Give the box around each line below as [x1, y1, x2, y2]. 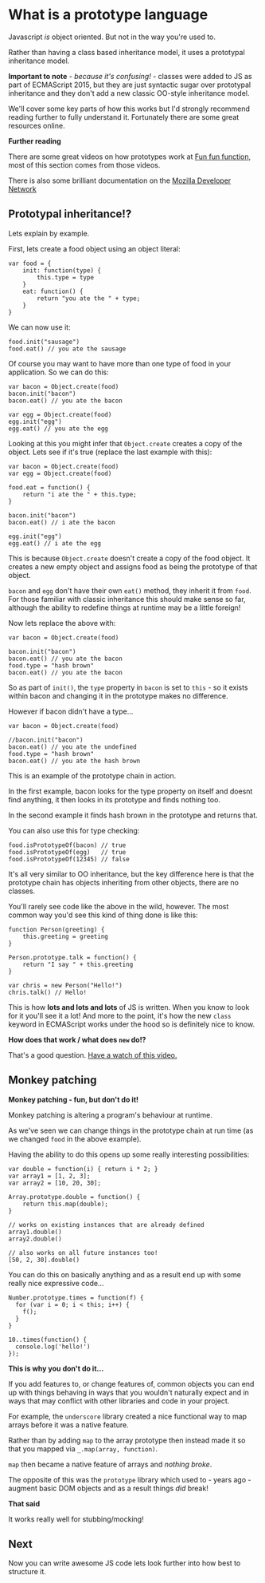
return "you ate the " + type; [37, 294, 141, 303]
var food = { [8, 259, 52, 267]
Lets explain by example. [8, 228, 90, 238]
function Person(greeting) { [8, 925, 105, 933]
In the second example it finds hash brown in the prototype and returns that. [8, 810, 259, 820]
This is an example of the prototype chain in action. [8, 770, 177, 780]
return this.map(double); [22, 1200, 109, 1208]
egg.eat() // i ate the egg [8, 539, 102, 548]
